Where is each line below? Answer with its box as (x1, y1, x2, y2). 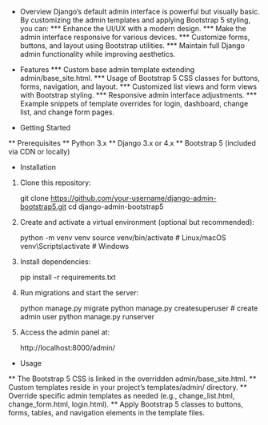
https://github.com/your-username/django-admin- (50, 194, 218, 202)
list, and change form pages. (19, 107, 114, 117)
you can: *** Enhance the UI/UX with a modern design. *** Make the (19, 24, 246, 33)
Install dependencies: (19, 257, 91, 267)
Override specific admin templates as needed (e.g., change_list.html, (8, 391, 235, 400)
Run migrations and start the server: (19, 288, 139, 297)
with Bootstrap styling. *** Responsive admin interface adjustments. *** (19, 90, 258, 99)
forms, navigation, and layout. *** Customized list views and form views (19, 82, 258, 91)
